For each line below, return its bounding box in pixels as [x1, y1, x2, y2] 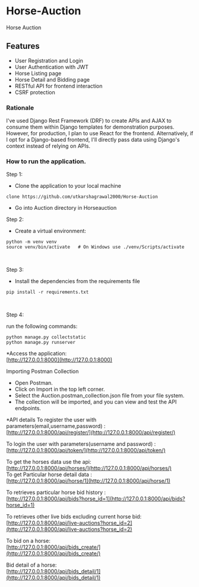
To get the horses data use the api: [6, 458, 91, 465]
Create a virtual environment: [14, 228, 86, 235]
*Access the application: [6, 350, 67, 357]
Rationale [6, 103, 34, 111]
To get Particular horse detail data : [6, 471, 92, 478]
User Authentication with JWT [14, 63, 89, 70]
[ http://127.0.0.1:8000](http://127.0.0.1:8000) [6, 356, 113, 364]
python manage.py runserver [6, 340, 76, 346]
